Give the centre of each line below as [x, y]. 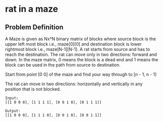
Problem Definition [34, 27]
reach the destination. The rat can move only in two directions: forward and [81, 54]
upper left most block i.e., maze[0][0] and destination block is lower [73, 44]
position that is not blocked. [33, 89]
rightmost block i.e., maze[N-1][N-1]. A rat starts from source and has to [78, 49]
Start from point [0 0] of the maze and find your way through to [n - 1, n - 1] [81, 74]
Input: [12, 98]
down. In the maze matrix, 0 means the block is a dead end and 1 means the [81, 60]
